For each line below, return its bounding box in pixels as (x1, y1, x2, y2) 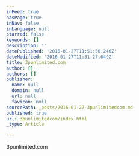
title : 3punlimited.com (6, 59, 66, 65)
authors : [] (6, 71, 36, 77)
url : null (11, 93, 36, 99)
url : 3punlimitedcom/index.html (6, 115, 87, 122)
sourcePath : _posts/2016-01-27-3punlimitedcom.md (6, 104, 134, 111)
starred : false (6, 31, 45, 37)
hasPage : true (6, 15, 42, 21)
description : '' (6, 43, 47, 49)
